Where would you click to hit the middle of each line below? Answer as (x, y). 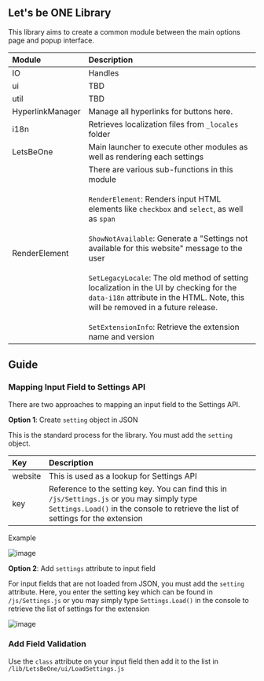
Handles (104, 72)
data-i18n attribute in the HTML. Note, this (167, 297)
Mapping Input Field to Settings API (77, 387)
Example (22, 538)
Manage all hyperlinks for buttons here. (161, 111)
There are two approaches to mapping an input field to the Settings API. (125, 404)
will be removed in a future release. (153, 307)
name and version (121, 336)
